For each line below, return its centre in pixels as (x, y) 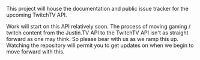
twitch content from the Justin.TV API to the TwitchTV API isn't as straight (97, 33)
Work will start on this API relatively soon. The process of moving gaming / (98, 26)
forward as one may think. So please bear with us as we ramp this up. (92, 39)
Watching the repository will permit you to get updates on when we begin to (100, 45)
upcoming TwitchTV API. (37, 15)
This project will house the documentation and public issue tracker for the (98, 9)
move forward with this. (35, 52)
